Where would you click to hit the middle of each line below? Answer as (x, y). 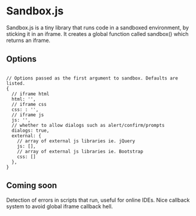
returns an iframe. (28, 40)
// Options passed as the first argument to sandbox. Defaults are (92, 78)
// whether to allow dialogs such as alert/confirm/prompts (88, 125)
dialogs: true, (31, 130)
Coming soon (32, 186)
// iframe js (28, 115)
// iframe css (29, 104)
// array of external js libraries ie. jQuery (76, 141)
